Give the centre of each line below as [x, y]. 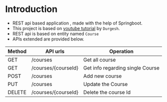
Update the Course [105, 84]
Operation [121, 51]
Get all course [99, 59]
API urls [55, 51]
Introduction [31, 9]
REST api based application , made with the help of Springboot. [78, 23]
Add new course [102, 76]
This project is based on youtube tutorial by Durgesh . [66, 28]
